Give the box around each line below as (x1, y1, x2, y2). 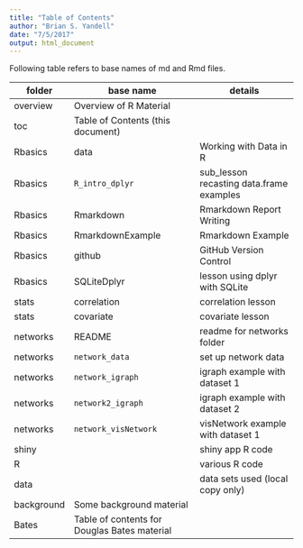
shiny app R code (199, 443, 273, 456)
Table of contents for (73, 513, 162, 525)
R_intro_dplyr (73, 178, 134, 189)
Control (199, 255, 232, 268)
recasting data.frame (199, 178, 289, 190)
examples (199, 188, 241, 201)
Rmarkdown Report (199, 204, 281, 216)
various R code (199, 458, 263, 470)
